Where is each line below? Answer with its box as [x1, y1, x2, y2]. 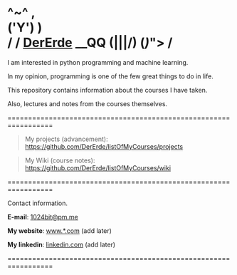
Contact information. [7, 199, 68, 207]
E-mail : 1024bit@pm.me [7, 212, 78, 221]
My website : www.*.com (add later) [7, 226, 112, 235]
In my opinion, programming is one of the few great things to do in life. [7, 72, 214, 81]
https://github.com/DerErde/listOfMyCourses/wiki [24, 163, 172, 172]
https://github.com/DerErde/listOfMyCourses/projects [24, 142, 184, 150]
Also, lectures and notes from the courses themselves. [7, 99, 168, 108]
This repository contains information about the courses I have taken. [7, 85, 208, 94]
